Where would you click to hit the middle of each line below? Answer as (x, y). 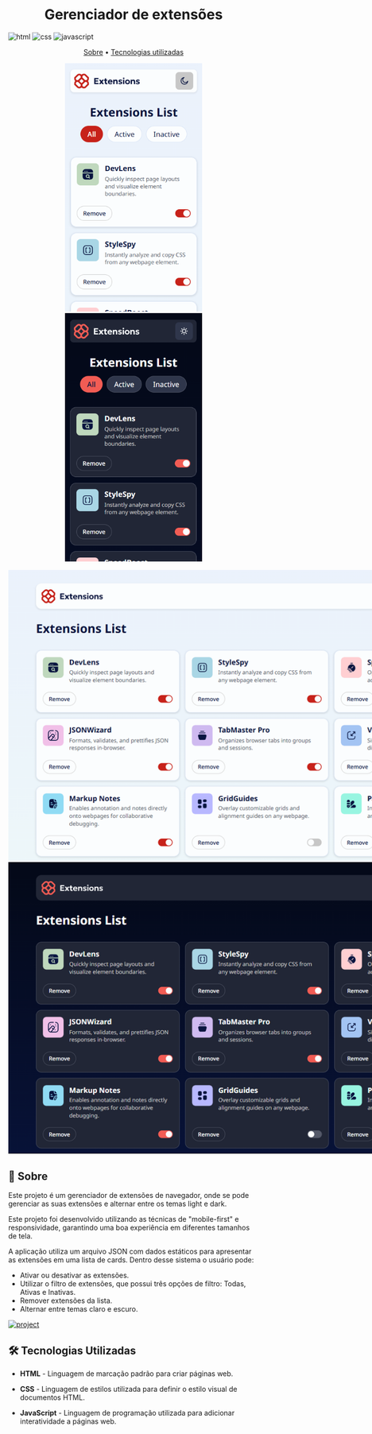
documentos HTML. (52, 1397)
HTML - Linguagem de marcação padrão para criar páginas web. (126, 1374)
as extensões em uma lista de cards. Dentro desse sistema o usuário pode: (131, 1260)
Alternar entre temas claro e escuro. (79, 1309)
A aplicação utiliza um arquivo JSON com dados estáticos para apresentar (130, 1252)
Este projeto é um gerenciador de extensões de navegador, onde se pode (129, 1196)
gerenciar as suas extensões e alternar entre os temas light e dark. (118, 1204)
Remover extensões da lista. (66, 1300)
